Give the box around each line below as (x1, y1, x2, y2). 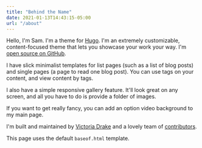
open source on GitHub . (6, 50, 66, 57)
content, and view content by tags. (6, 74, 93, 82)
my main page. (6, 111, 44, 119)
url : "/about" (6, 20, 43, 26)
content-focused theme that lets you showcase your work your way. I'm (6, 43, 187, 51)
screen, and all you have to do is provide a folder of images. (6, 93, 156, 100)
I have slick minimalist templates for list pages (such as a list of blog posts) (6, 62, 193, 69)
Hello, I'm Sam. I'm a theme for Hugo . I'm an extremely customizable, (6, 37, 180, 44)
